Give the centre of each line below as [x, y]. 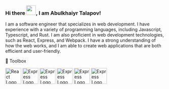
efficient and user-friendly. [33, 51]
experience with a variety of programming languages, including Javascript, [84, 29]
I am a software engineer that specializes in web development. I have [77, 24]
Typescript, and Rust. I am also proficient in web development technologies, [84, 35]
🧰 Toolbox [16, 61]
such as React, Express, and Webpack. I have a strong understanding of [81, 40]
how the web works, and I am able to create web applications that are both [83, 46]
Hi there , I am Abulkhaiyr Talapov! [53, 13]
